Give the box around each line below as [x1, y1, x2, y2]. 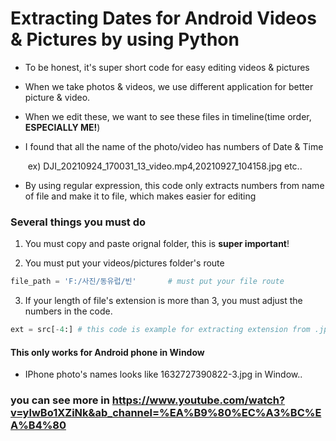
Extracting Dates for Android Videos [10, 7, 317, 30]
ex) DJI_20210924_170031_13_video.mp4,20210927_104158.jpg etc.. [27, 160, 303, 172]
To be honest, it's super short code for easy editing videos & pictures [24, 61, 310, 73]
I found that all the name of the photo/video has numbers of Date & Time [24, 140, 324, 152]
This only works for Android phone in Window [10, 346, 205, 358]
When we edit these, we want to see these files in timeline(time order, [24, 110, 312, 122]
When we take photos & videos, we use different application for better [24, 80, 314, 92]
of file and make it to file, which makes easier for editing [24, 190, 257, 202]
